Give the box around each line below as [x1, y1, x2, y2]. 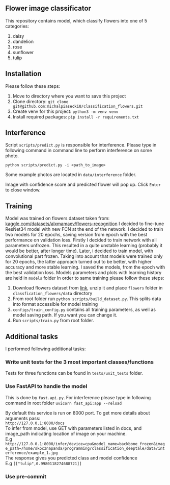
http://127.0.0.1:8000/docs [5, 421, 65, 426]
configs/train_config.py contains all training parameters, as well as [12, 306, 156, 313]
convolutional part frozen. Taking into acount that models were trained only [5, 253, 163, 259]
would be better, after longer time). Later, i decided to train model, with [5, 248, 154, 254]
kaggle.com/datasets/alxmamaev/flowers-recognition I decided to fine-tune [5, 221, 164, 227]
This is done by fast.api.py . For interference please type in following [5, 394, 151, 400]
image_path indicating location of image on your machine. [5, 430, 127, 436]
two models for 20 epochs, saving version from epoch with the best [5, 232, 148, 238]
